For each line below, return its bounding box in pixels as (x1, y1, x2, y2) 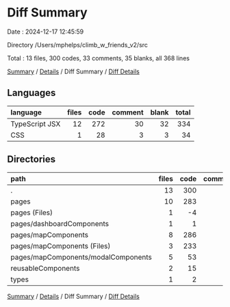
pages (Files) (10, 208, 53, 217)
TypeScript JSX (10, 119, 61, 128)
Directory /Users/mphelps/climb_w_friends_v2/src (7, 40, 149, 49)
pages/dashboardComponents (10, 219, 110, 228)
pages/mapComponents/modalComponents (10, 252, 153, 262)
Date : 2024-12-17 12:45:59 (7, 27, 84, 36)
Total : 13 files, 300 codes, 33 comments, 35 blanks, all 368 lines (7, 53, 190, 62)
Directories (7, 153, 56, 165)
